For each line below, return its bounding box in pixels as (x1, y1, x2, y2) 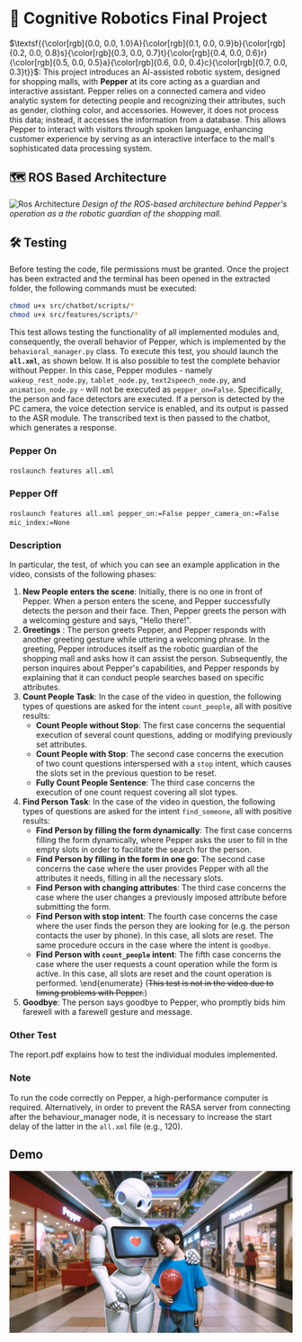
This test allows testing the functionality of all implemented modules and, (9, 327, 280, 338)
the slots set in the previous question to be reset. (35, 768, 218, 778)
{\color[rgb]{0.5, (9, 57, 70, 67)
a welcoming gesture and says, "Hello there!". (22, 615, 192, 626)
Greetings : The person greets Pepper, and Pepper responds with (22, 625, 267, 635)
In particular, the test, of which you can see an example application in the (9, 559, 280, 570)
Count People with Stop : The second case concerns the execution (35, 749, 284, 760)
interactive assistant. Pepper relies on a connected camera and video (9, 85, 266, 96)
